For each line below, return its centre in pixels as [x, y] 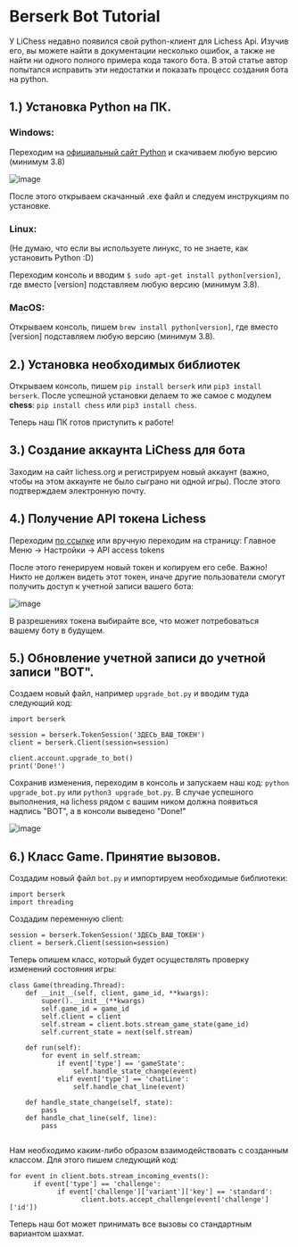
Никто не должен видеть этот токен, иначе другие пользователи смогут [147, 577]
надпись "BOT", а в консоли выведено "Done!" [98, 811]
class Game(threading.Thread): [67, 985]
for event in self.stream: [91, 1056]
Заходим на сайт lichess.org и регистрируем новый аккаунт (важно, [139, 471]
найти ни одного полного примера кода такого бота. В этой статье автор [149, 60]
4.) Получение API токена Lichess [108, 519]
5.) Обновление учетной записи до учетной [137, 658]
